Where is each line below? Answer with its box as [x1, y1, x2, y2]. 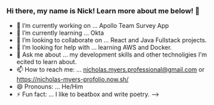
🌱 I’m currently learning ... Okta [16, 29, 104, 37]
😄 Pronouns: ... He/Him [16, 82, 83, 91]
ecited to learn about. [16, 58, 77, 66]
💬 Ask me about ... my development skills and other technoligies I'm [16, 50, 208, 59]
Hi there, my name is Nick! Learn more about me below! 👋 [6, 6, 200, 16]
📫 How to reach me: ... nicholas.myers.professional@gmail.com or [16, 65, 205, 74]
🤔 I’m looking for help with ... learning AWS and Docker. [16, 44, 172, 52]
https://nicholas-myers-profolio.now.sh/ [16, 75, 129, 84]
